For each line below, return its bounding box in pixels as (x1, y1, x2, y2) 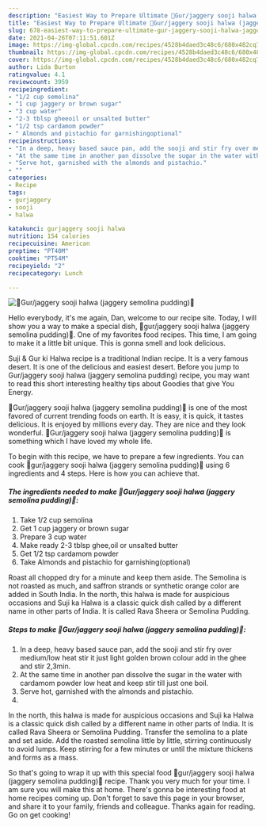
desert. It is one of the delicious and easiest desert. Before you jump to (8, 362, 240, 372)
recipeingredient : (8, 85, 69, 94)
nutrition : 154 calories (8, 232, 90, 240)
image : (8, 41, 30, 49)
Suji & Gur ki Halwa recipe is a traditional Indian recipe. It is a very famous (8, 354, 249, 363)
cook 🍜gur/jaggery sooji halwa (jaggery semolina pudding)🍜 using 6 (8, 461, 230, 470)
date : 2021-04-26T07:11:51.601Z (8, 33, 115, 42)
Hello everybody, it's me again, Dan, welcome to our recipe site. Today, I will (8, 313, 257, 323)
